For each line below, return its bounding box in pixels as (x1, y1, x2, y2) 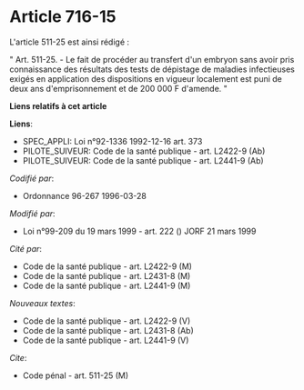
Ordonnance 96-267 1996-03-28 (22, 190, 147, 201)
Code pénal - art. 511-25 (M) (22, 370, 129, 381)
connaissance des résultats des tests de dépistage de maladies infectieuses (9, 64, 296, 75)
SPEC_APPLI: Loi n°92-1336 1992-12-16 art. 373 (22, 135, 203, 146)
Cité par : (9, 243, 43, 254)
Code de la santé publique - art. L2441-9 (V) (22, 335, 189, 345)
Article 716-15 (9, 6, 117, 27)
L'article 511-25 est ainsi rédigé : (9, 36, 130, 47)
